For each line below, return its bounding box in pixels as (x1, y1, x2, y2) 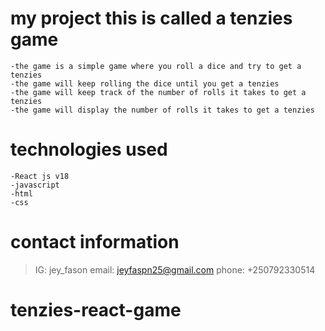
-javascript (10, 180, 60, 190)
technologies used (10, 138, 168, 161)
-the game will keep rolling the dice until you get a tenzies (10, 78, 280, 89)
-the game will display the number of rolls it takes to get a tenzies (10, 105, 315, 115)
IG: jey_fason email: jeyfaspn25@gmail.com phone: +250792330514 (34, 263, 316, 276)
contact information (10, 231, 180, 254)
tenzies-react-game (10, 299, 182, 321)
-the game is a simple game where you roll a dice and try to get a (10, 61, 302, 71)
